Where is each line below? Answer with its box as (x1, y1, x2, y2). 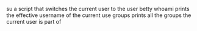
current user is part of (6, 18, 62, 25)
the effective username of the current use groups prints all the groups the (6, 12, 192, 19)
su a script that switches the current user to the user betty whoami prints (6, 5, 190, 12)
